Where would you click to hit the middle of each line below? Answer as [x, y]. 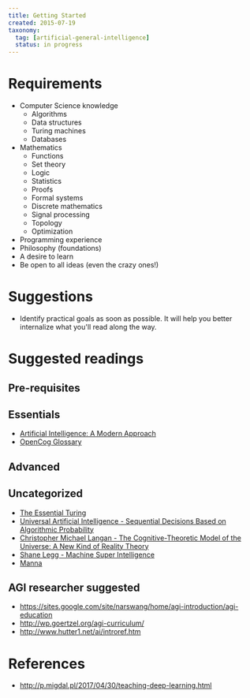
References [47, 664]
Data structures [56, 122]
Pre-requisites [44, 388]
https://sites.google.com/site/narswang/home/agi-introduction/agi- [129, 607]
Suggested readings [76, 359]
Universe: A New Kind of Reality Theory [84, 546]
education [36, 615]
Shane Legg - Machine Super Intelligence [87, 554]
